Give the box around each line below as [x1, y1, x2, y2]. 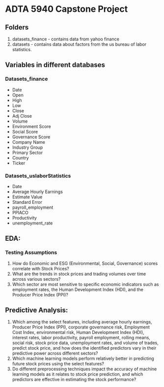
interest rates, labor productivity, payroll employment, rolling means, [12, 335, 151, 341]
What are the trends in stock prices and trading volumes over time [12, 271, 146, 277]
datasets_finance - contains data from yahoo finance [12, 36, 119, 42]
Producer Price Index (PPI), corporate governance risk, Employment [12, 324, 150, 330]
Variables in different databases [5, 61, 106, 69]
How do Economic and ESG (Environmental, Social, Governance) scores [12, 260, 158, 266]
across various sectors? [12, 276, 61, 282]
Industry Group [12, 144, 43, 150]
